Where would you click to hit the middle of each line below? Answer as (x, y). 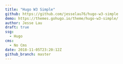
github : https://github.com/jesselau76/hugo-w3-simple (62, 14)
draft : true (17, 27)
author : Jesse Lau (24, 23)
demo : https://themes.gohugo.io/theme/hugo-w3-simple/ (62, 18)
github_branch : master (28, 54)
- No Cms (18, 45)
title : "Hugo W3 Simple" (30, 9)
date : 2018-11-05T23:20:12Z (34, 50)
